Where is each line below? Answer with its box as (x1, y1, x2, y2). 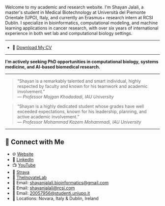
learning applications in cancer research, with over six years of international (5, 25, 159, 31)
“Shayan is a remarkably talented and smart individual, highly (17, 78, 141, 84)
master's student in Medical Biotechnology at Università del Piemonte (5, 9, 146, 15)
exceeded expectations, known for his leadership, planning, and (17, 108, 147, 114)
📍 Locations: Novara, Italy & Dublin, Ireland (12, 195, 99, 201)
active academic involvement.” (17, 114, 80, 120)
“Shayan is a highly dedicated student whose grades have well (17, 103, 144, 109)
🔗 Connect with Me (5, 138, 65, 146)
